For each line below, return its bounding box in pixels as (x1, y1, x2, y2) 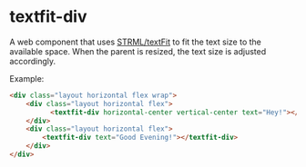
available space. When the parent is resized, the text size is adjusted (9, 45, 267, 56)
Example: (9, 73, 45, 83)
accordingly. (9, 55, 56, 66)
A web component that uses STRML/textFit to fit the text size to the (9, 36, 261, 47)
